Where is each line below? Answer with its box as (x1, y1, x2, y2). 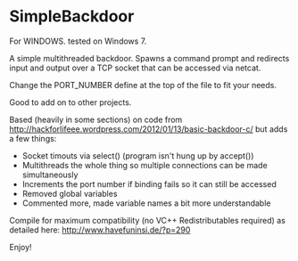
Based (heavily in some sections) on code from (9, 114, 183, 125)
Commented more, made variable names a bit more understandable (21, 198, 271, 208)
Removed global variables (21, 188, 118, 199)
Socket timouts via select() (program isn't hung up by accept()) (21, 150, 254, 161)
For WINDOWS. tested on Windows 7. (9, 36, 147, 46)
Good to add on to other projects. (9, 96, 132, 108)
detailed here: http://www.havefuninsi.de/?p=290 (9, 224, 191, 235)
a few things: (9, 133, 57, 143)
